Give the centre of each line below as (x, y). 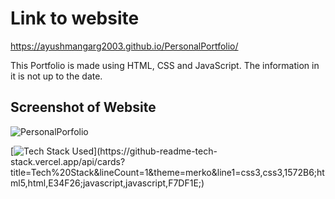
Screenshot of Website (83, 107)
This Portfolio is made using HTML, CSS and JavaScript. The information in (165, 65)
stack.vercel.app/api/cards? (68, 161)
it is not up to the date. (56, 76)
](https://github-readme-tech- (155, 151)
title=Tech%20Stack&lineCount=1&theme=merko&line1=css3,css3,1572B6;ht (167, 172)
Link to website (75, 18)
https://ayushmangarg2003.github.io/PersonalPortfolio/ (124, 46)
